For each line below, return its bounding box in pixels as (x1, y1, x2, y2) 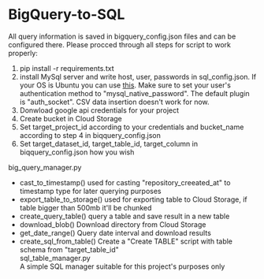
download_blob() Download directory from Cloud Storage (19, 219, 206, 229)
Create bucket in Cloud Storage (19, 113, 122, 123)
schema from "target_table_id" (19, 244, 120, 254)
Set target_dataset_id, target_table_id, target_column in (19, 139, 199, 148)
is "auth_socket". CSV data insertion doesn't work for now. (19, 97, 210, 106)
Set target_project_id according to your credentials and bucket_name (19, 122, 244, 132)
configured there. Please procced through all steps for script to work (8, 39, 231, 49)
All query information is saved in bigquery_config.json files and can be (8, 32, 236, 41)
